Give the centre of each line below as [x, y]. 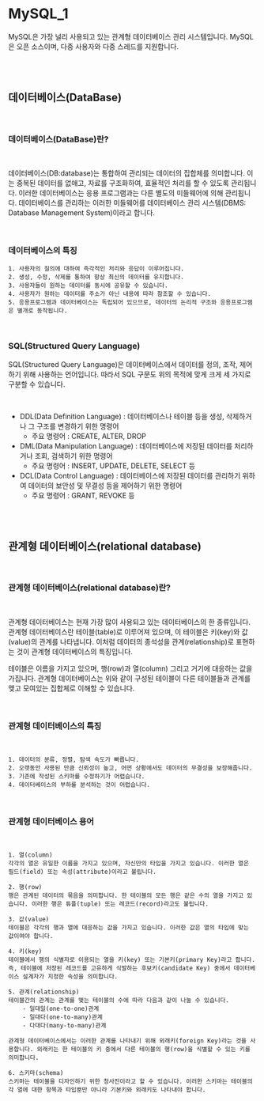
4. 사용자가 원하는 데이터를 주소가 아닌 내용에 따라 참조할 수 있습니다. [110, 294]
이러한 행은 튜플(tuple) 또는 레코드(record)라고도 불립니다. [120, 904]
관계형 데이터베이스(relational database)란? [90, 588]
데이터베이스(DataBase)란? [58, 139]
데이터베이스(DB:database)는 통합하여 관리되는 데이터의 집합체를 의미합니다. [126, 173]
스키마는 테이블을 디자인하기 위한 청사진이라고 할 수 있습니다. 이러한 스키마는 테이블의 [130, 1082]
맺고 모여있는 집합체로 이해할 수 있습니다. [72, 688]
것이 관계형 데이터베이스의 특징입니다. [74, 651]
